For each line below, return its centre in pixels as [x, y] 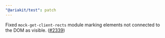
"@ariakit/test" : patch [31, 10]
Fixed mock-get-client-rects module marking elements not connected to [83, 25]
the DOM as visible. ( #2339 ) [35, 30]
